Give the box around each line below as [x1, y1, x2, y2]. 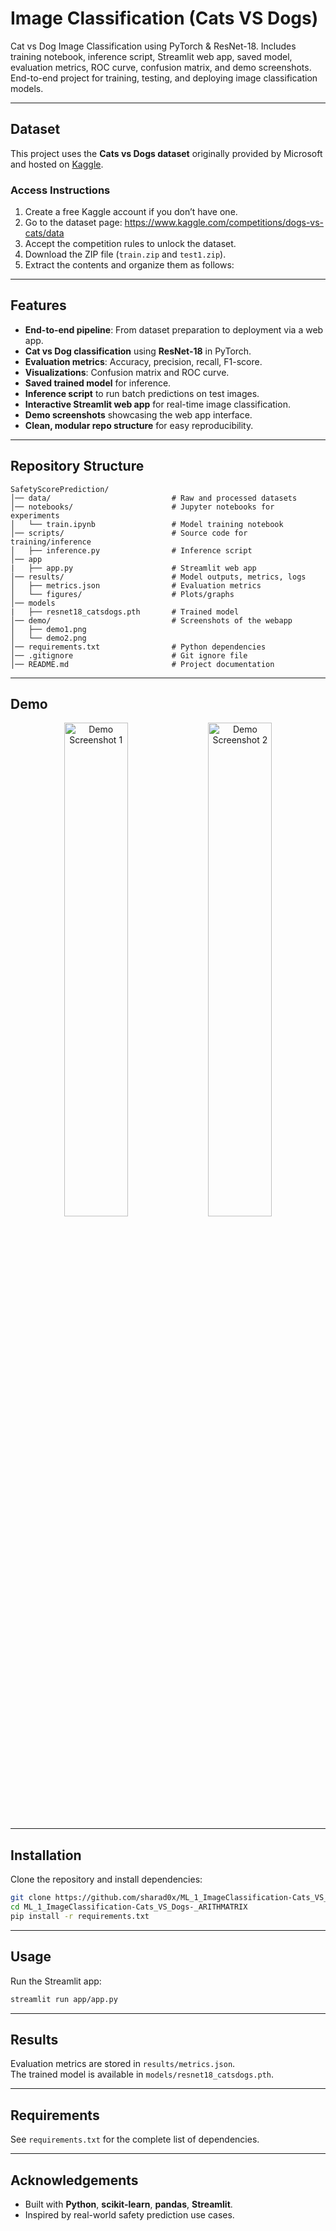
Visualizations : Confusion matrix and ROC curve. [24, 366, 230, 378]
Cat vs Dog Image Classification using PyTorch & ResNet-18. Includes [10, 40, 297, 52]
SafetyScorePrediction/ [10, 484, 110, 494]
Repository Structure [10, 458, 145, 475]
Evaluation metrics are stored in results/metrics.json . [10, 2058, 236, 2070]
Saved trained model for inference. [24, 377, 172, 389]
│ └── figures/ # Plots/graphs [10, 589, 235, 599]
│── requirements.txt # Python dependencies [10, 642, 267, 652]
